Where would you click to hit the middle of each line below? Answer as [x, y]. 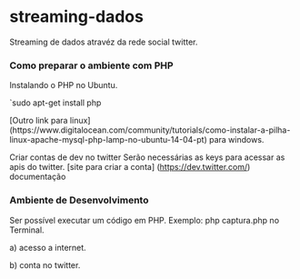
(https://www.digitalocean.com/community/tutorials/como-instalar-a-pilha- [150, 130]
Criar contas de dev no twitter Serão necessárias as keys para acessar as [147, 157]
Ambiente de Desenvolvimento [79, 200]
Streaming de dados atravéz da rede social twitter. [104, 42]
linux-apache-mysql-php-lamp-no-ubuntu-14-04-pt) [108, 140]
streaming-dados [76, 17]
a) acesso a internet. [48, 247]
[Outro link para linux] [50, 121]
